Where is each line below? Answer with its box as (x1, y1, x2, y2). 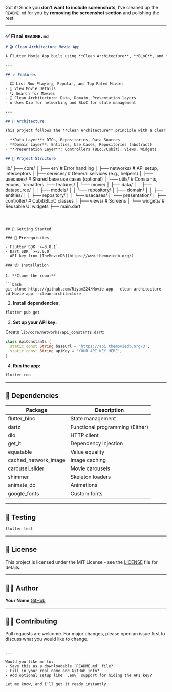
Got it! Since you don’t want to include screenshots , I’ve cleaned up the (5, 5, 159, 10)
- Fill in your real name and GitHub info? (5, 668, 100, 674)
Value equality (70, 449, 105, 456)
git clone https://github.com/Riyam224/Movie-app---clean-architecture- (5, 286, 164, 292)
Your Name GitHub (5, 597, 46, 604)
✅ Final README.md (5, 33, 49, 40)
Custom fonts (70, 490, 103, 497)
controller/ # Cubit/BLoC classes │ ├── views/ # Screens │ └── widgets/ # (5, 198, 165, 204)
